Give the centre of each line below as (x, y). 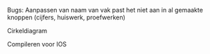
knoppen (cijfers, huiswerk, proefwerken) (67, 17)
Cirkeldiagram (27, 31)
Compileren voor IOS (37, 44)
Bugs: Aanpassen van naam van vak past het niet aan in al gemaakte (105, 10)
